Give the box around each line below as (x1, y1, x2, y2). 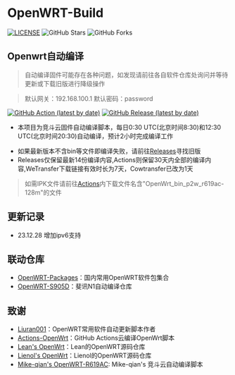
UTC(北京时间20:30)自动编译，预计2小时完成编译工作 (17, 132, 174, 140)
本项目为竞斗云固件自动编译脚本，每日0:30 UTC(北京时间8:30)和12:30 (17, 123, 222, 131)
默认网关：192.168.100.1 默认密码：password (24, 94, 153, 103)
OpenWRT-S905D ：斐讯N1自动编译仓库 (17, 282, 132, 290)
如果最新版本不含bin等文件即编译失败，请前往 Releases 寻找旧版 (17, 147, 201, 155)
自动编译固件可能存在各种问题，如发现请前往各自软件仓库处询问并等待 (24, 70, 229, 79)
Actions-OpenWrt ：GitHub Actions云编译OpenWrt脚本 (17, 333, 174, 343)
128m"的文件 (24, 188, 62, 197)
